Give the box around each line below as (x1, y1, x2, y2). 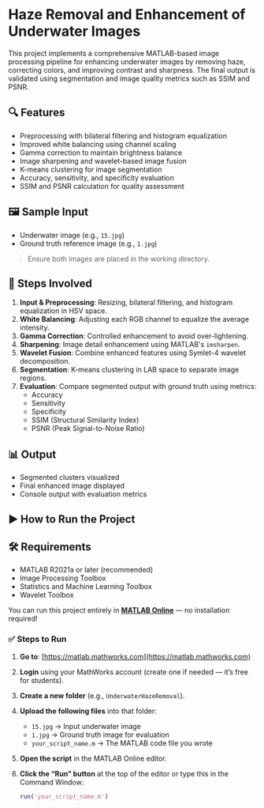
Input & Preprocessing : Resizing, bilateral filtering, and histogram (19, 298, 233, 308)
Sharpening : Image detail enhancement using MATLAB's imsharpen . (19, 340, 240, 349)
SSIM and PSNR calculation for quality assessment (19, 181, 185, 191)
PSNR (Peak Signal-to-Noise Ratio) (31, 424, 145, 433)
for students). (19, 675, 65, 685)
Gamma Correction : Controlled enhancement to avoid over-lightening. (19, 331, 249, 341)
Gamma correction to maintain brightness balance (19, 148, 183, 157)
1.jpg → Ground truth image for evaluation (31, 730, 169, 739)
